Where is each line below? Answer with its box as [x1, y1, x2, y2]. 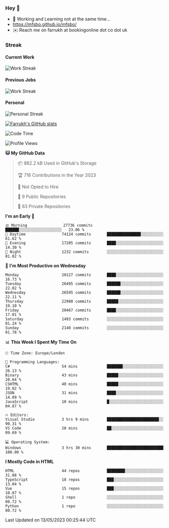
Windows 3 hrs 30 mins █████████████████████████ [5, 445, 164, 450]
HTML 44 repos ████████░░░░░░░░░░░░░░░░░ [5, 468, 164, 473]
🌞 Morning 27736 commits [5, 223, 93, 228]
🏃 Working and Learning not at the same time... [12, 16, 111, 22]
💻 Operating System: [5, 439, 50, 445]
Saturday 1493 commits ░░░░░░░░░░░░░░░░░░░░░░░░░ [5, 316, 164, 322]
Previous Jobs [5, 77, 36, 83]
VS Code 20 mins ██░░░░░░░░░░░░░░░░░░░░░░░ [5, 426, 164, 431]
